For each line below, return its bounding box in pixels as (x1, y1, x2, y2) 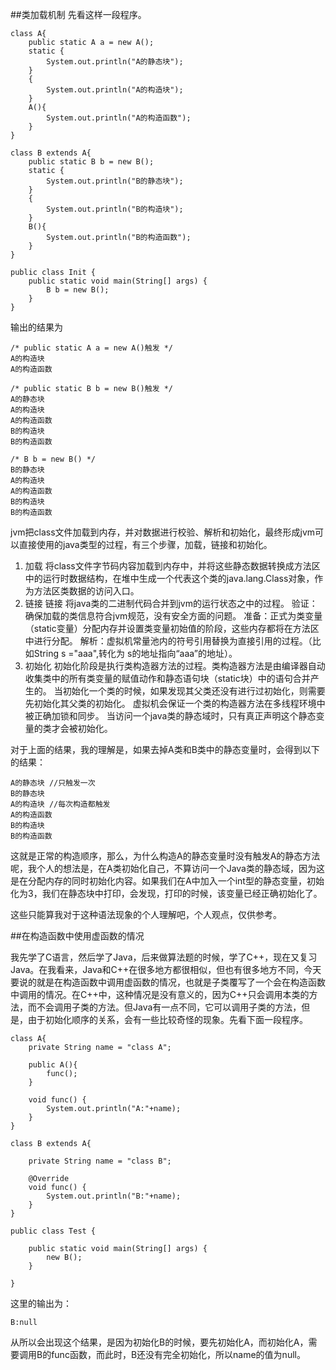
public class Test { (10, 1226, 97, 1236)
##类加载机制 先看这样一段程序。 (10, 9, 147, 20)
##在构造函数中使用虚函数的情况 (10, 930, 145, 942)
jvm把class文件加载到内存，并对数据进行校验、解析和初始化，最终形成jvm (10, 526, 316, 538)
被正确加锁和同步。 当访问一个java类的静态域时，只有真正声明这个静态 (24, 710, 317, 722)
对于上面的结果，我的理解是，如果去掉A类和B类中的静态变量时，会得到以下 (10, 744, 320, 755)
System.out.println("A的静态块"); (46, 57, 184, 67)
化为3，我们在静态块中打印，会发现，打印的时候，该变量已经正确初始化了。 (10, 888, 323, 899)
